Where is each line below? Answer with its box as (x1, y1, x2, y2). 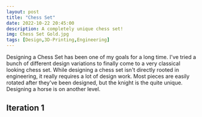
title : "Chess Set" (6, 14, 56, 21)
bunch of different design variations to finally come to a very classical (6, 60, 181, 67)
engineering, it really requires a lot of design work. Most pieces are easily (6, 73, 190, 80)
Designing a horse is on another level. (6, 86, 101, 92)
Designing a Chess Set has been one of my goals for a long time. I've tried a (6, 54, 197, 60)
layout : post (6, 8, 39, 15)
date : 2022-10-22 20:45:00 (6, 20, 75, 26)
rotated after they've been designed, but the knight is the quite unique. (6, 79, 183, 86)
